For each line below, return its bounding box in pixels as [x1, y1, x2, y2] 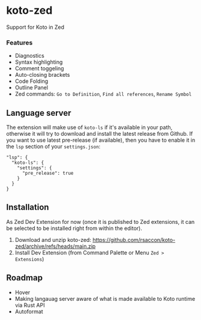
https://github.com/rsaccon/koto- [92, 236, 176, 243]
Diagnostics [14, 52, 45, 59]
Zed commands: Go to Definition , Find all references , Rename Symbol [14, 91, 192, 98]
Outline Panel [14, 84, 49, 91]
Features [6, 38, 33, 47]
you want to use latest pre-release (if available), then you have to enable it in [6, 136, 196, 144]
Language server [6, 107, 71, 118]
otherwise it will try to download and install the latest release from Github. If [6, 130, 193, 137]
